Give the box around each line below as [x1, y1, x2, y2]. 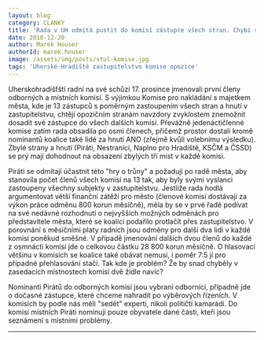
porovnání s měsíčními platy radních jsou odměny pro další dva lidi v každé [8, 225, 251, 235]
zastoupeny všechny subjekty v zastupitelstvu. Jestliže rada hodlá [8, 183, 223, 193]
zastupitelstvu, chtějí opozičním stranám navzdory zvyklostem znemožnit [8, 109, 246, 119]
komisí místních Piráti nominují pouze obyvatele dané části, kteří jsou [8, 307, 231, 316]
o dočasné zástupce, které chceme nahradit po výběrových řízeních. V [8, 290, 238, 300]
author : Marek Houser [8, 41, 79, 49]
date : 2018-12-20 [8, 33, 65, 42]
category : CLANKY [8, 19, 65, 27]
